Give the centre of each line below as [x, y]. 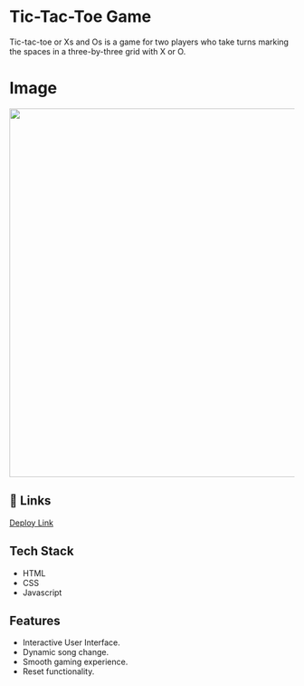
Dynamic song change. [66, 652]
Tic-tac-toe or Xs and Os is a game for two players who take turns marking [149, 42]
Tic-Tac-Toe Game [81, 17]
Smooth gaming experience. [75, 662]
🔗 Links [30, 501]
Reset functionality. [58, 671]
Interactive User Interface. [71, 642]
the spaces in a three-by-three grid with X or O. [98, 51]
